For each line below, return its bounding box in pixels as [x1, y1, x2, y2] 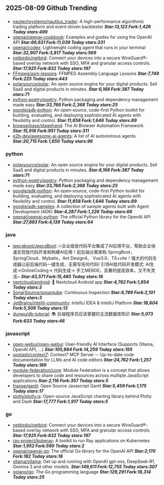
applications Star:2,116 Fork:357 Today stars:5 [12, 378, 109, 384]
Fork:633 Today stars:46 [12, 318, 65, 324]
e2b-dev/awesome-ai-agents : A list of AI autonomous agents [12, 133, 136, 139]
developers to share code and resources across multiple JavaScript [12, 372, 149, 379]
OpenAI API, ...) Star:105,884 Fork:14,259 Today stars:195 [12, 346, 133, 352]
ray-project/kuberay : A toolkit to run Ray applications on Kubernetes [12, 437, 150, 443]
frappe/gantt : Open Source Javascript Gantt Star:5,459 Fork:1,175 [12, 383, 147, 389]
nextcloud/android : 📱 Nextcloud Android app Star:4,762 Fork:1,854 [12, 279, 149, 285]
